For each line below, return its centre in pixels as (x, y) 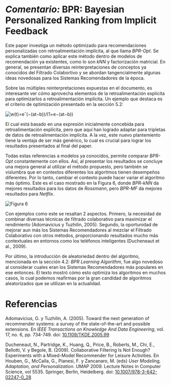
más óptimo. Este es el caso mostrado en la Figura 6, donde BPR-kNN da (82, 183)
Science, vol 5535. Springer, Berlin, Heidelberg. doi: (59, 372)
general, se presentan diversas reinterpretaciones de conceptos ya (76, 67)
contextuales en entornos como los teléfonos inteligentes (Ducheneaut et (82, 241)
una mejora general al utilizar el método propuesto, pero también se (77, 166)
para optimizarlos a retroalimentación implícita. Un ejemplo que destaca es (84, 99)
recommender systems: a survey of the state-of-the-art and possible (78, 324)
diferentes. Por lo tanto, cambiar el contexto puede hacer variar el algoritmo (85, 177)
